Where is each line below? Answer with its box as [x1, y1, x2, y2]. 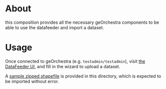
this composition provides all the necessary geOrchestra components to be [5, 19, 160, 25]
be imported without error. [5, 78, 59, 84]
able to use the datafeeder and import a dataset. [5, 24, 104, 30]
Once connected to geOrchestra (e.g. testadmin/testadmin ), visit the [5, 58, 146, 64]
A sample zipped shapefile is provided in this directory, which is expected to [5, 73, 162, 79]
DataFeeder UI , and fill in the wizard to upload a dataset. [5, 63, 120, 69]
